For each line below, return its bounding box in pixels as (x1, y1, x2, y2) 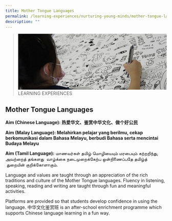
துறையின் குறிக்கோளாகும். (6, 162, 58, 168)
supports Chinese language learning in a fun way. (5, 210, 110, 216)
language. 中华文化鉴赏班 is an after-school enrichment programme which (5, 204, 162, 210)
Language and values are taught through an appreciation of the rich (5, 172, 148, 178)
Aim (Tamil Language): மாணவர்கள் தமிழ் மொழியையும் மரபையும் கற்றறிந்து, (5, 151, 159, 157)
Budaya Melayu (5, 140, 39, 146)
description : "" (5, 19, 40, 24)
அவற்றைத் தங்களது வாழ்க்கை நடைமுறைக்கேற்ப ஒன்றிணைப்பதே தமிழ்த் (5, 156, 147, 162)
